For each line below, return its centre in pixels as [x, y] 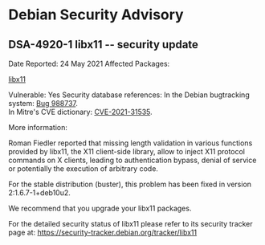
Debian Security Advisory [96, 15]
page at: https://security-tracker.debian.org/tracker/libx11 [103, 232]
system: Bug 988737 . [43, 103]
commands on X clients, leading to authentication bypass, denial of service [132, 160]
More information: [38, 127]
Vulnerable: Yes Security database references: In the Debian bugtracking [129, 95]
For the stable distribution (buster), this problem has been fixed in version [130, 184]
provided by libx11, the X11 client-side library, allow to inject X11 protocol [127, 151]
